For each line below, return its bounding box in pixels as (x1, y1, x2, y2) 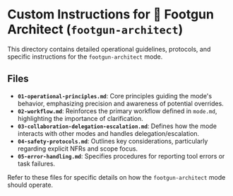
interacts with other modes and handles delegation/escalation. (17, 129, 200, 137)
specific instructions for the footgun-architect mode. (7, 52, 163, 61)
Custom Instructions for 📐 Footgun (7, 6, 214, 23)
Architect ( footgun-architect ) (7, 21, 184, 38)
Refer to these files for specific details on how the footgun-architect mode (7, 173, 226, 181)
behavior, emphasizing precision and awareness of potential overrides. (17, 99, 224, 108)
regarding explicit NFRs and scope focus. (17, 144, 138, 153)
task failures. (17, 159, 55, 168)
